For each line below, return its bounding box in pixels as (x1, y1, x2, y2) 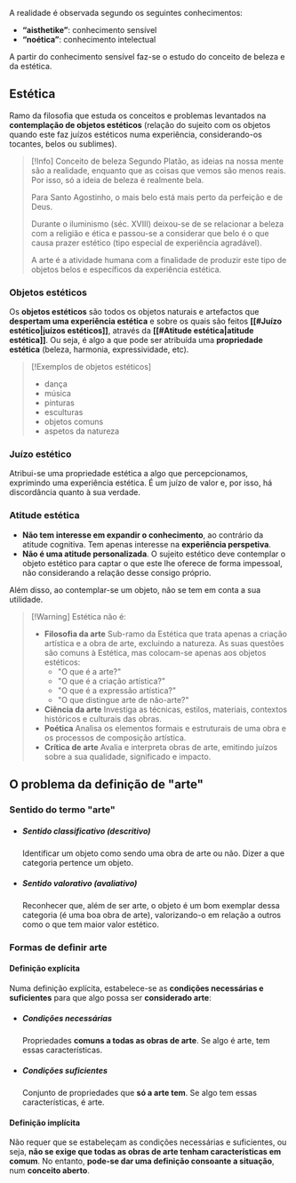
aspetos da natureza (44, 426, 120, 436)
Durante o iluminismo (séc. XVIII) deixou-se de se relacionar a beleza (30, 218, 284, 229)
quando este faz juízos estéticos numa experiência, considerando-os (9, 129, 262, 140)
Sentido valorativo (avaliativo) (21, 877, 138, 888)
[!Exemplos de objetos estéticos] (30, 362, 152, 372)
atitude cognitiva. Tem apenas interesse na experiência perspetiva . (21, 539, 271, 549)
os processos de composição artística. (44, 732, 187, 743)
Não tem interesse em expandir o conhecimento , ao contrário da (21, 529, 264, 540)
